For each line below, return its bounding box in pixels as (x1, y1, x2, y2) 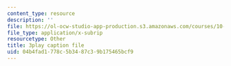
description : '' (7, 16, 54, 23)
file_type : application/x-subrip (7, 29, 103, 36)
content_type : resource (7, 10, 76, 17)
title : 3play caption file (7, 42, 85, 49)
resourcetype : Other (7, 36, 67, 43)
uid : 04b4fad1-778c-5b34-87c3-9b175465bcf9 (7, 49, 134, 56)
